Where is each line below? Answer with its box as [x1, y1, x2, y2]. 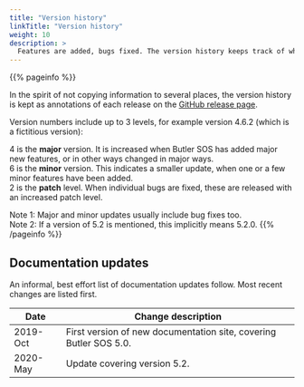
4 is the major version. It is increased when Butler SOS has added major [9, 144, 278, 155]
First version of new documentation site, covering [65, 325, 277, 338]
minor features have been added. [9, 173, 134, 184]
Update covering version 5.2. [65, 357, 190, 370]
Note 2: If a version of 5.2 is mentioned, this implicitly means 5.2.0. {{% [9, 219, 274, 230]
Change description [134, 310, 222, 323]
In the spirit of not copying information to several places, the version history [9, 90, 292, 101]
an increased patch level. [9, 192, 103, 203]
